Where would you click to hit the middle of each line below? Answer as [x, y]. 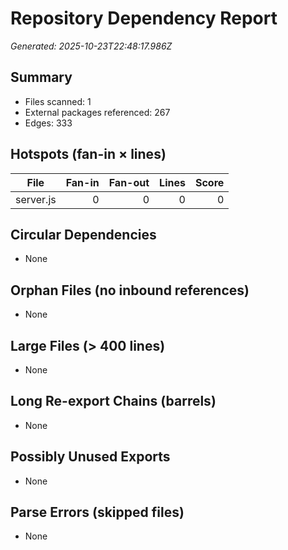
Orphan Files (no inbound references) [130, 290]
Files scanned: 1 [58, 101]
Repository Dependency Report [144, 18]
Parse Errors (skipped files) [97, 512]
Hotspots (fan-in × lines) [88, 154]
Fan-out [129, 182]
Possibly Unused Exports [90, 457]
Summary [41, 77]
